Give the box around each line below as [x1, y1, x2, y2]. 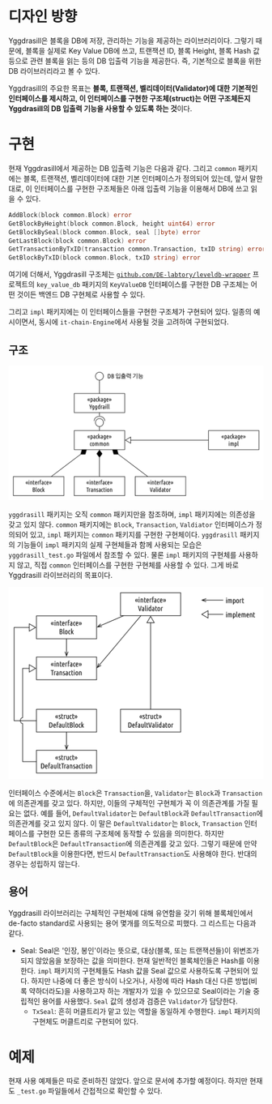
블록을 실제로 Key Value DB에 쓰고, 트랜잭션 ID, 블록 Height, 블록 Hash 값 [25, 45, 261, 55]
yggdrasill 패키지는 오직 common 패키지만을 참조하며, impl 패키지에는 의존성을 [8, 509, 256, 519]
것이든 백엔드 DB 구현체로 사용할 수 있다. [16, 289, 146, 300]
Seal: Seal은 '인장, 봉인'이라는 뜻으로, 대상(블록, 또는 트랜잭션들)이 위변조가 [19, 945, 259, 955]
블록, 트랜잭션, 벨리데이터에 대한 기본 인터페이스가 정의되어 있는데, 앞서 [23, 173, 249, 183]
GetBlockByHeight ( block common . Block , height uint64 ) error [8, 220, 216, 228]
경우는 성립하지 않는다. [8, 858, 80, 868]
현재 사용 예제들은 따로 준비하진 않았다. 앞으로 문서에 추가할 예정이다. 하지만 [8, 1076, 249, 1086]
